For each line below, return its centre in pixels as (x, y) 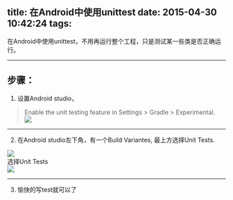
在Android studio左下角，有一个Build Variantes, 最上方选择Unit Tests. (116, 140)
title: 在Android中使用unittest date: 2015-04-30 (112, 12)
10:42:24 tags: (40, 24)
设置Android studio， (48, 98)
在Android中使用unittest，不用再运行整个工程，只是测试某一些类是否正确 (111, 41)
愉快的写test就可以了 (47, 190)
